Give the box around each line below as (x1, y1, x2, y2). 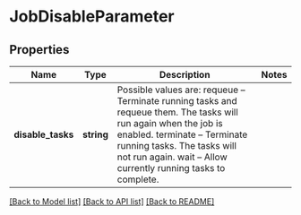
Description (159, 69, 211, 81)
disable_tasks (13, 128, 74, 141)
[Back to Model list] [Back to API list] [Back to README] (9, 196, 215, 207)
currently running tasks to (116, 162, 226, 174)
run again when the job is (116, 117, 223, 129)
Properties (9, 42, 70, 57)
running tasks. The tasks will (116, 140, 237, 151)
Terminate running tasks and (116, 95, 237, 107)
